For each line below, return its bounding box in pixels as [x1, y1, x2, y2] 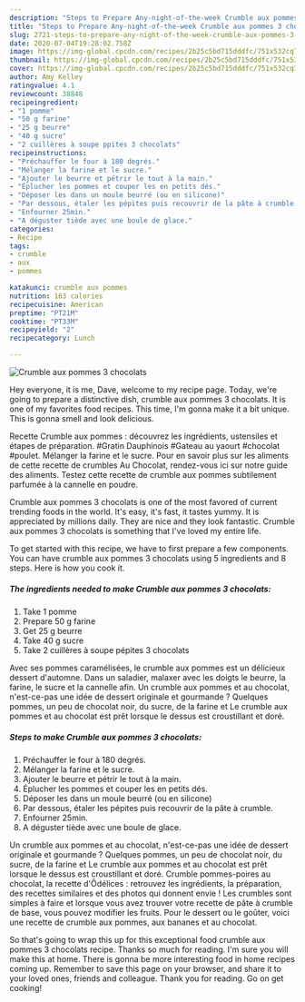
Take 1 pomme [22, 606, 77, 617]
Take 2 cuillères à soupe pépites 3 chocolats [22, 644, 190, 655]
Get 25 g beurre [22, 625, 83, 636]
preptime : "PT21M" [9, 308, 79, 318]
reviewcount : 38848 [9, 89, 84, 98]
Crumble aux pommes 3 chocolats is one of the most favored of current [9, 497, 278, 507]
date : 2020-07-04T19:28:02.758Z [9, 38, 132, 48]
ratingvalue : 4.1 [9, 81, 75, 90]
